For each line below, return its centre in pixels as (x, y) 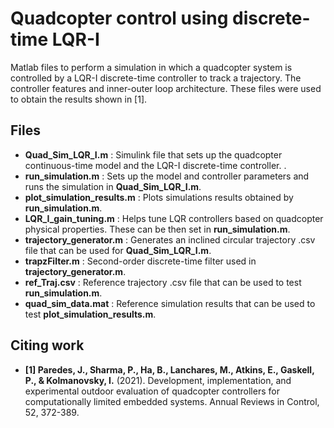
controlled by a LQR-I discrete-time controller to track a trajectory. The (156, 78)
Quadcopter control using (119, 18)
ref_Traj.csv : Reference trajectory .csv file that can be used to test (163, 282)
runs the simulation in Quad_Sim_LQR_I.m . (113, 186)
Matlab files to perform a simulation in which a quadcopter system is (151, 67)
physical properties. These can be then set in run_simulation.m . (157, 229)
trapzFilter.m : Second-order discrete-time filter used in (140, 261)
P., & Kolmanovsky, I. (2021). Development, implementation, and (158, 380)
